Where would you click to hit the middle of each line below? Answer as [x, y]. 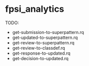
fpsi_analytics [35, 9]
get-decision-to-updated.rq [40, 58]
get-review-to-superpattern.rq [43, 42]
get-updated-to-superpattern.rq [45, 37]
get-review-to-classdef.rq [39, 48]
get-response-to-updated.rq [41, 53]
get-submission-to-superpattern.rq [48, 32]
